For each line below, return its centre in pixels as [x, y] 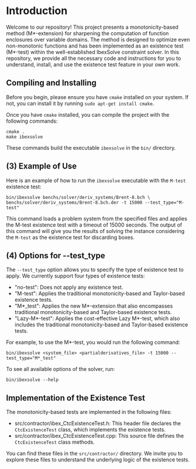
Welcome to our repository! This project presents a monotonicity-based [92, 27]
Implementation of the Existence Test [75, 398]
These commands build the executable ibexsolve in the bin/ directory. [91, 147]
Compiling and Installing [51, 83]
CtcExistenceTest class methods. [54, 442]
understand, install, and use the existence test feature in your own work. [93, 64]
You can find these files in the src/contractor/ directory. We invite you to [94, 454]
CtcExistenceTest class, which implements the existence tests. [90, 430]
